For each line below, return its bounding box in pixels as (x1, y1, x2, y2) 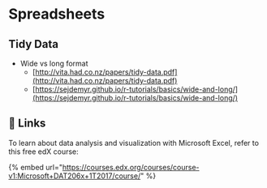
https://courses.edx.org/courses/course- (62, 162, 200, 172)
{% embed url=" (8, 162, 63, 172)
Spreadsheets (8, 5, 106, 23)
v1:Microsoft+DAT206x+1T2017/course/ (8, 171, 141, 181)
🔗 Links (8, 117, 46, 130)
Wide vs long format (19, 58, 88, 68)
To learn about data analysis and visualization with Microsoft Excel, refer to (8, 138, 260, 147)
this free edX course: (8, 147, 79, 156)
